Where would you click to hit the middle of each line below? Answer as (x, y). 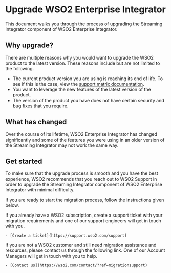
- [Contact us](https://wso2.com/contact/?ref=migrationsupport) (76, 265)
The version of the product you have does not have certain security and (89, 100)
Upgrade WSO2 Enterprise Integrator (86, 9)
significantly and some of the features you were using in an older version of (85, 140)
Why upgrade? (29, 45)
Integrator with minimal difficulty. (40, 190)
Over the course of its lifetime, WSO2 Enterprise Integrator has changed (81, 134)
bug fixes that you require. (40, 106)
